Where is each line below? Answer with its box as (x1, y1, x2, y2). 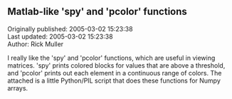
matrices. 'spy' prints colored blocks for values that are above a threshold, (7, 61, 226, 70)
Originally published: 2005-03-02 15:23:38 (7, 24, 133, 33)
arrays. (7, 83, 28, 92)
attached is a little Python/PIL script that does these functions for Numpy (7, 76, 221, 85)
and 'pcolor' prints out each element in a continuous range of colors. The (7, 68, 222, 77)
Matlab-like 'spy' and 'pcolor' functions (7, 6, 187, 18)
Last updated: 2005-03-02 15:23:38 (7, 32, 113, 41)
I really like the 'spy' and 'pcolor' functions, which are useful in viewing (7, 53, 216, 62)
